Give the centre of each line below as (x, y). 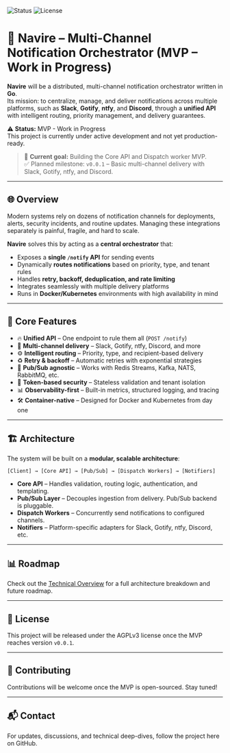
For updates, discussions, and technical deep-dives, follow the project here (114, 736)
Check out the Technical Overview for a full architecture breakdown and (109, 584)
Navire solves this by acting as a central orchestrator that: (90, 244)
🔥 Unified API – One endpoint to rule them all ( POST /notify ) (102, 338)
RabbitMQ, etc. (38, 375)
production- (201, 136)
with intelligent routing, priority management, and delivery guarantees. (106, 115)
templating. (33, 491)
